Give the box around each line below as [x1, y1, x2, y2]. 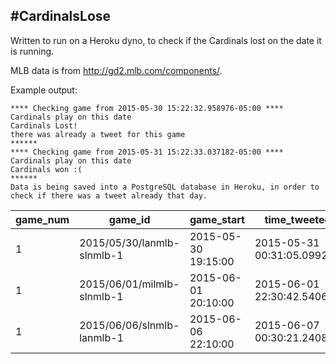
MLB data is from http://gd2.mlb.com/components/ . [10, 64, 223, 76]
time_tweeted [264, 212, 332, 226]
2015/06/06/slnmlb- [79, 318, 180, 332]
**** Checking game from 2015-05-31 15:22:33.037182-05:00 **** [10, 147, 284, 157]
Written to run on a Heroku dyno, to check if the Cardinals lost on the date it [10, 34, 322, 46]
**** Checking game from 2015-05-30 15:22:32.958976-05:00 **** [10, 103, 284, 113]
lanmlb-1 [79, 330, 124, 344]
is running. [10, 45, 55, 57]
